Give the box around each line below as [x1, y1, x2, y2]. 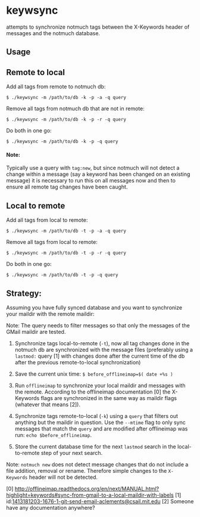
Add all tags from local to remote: [6, 216, 88, 224]
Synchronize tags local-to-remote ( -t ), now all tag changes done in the [14, 339, 190, 346]
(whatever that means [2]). [14, 401, 80, 408]
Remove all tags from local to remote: [6, 239, 98, 246]
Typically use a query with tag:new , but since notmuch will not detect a [6, 165, 180, 172]
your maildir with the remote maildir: [6, 310, 95, 317]
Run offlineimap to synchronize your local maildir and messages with [14, 382, 186, 389]
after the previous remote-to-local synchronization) [14, 358, 141, 366]
